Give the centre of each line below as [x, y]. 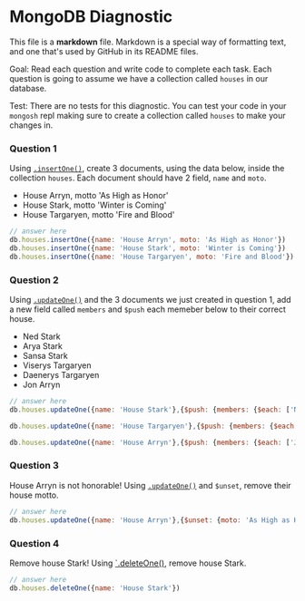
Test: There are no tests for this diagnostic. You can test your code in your [148, 105]
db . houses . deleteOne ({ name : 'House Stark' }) [95, 588]
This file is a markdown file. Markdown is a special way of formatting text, [148, 42]
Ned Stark [41, 336]
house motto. [34, 495]
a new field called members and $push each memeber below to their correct [148, 309]
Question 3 [34, 466]
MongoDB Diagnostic [91, 17]
